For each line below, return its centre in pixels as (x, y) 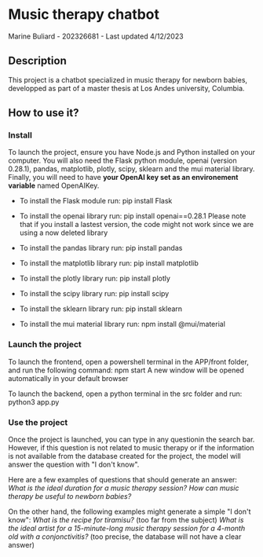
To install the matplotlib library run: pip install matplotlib (109, 263)
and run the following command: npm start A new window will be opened (126, 370)
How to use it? (44, 113)
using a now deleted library (64, 233)
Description (37, 61)
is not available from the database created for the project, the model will (124, 456)
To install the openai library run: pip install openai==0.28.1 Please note (133, 216)
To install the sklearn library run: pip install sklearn (101, 309)
